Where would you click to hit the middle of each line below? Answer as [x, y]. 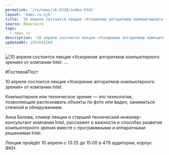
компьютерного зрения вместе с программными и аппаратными [75, 127]
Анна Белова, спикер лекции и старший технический [62, 117]
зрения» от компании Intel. [34, 87]
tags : [11, 29]
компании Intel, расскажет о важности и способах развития [97, 122]
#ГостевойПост [22, 72]
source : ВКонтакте [24, 24]
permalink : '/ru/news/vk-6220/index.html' [50, 10]
